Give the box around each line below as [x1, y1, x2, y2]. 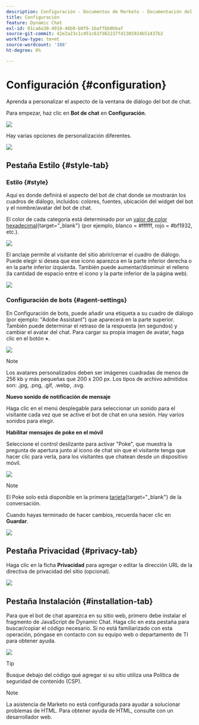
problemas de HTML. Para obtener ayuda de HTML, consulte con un [6, 707, 173, 714]
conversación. [6, 500, 41, 507]
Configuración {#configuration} [6, 78, 167, 92]
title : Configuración [6, 14, 60, 20]
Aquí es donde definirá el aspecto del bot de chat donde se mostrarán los [6, 191, 187, 199]
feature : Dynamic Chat [6, 20, 62, 26]
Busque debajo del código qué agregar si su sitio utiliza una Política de [6, 672, 179, 679]
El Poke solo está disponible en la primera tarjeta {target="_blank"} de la [6, 493, 182, 500]
